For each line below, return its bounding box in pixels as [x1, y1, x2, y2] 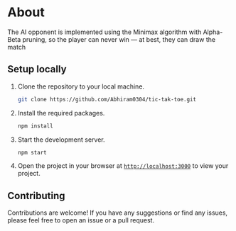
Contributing [7, 189, 65, 202]
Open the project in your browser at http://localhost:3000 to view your [17, 162, 229, 170]
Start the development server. [17, 135, 105, 144]
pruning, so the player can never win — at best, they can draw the [22, 35, 215, 43]
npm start [17, 149, 48, 156]
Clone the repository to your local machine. [17, 82, 144, 91]
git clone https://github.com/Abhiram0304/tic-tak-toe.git [17, 96, 197, 103]
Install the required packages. [17, 108, 105, 117]
